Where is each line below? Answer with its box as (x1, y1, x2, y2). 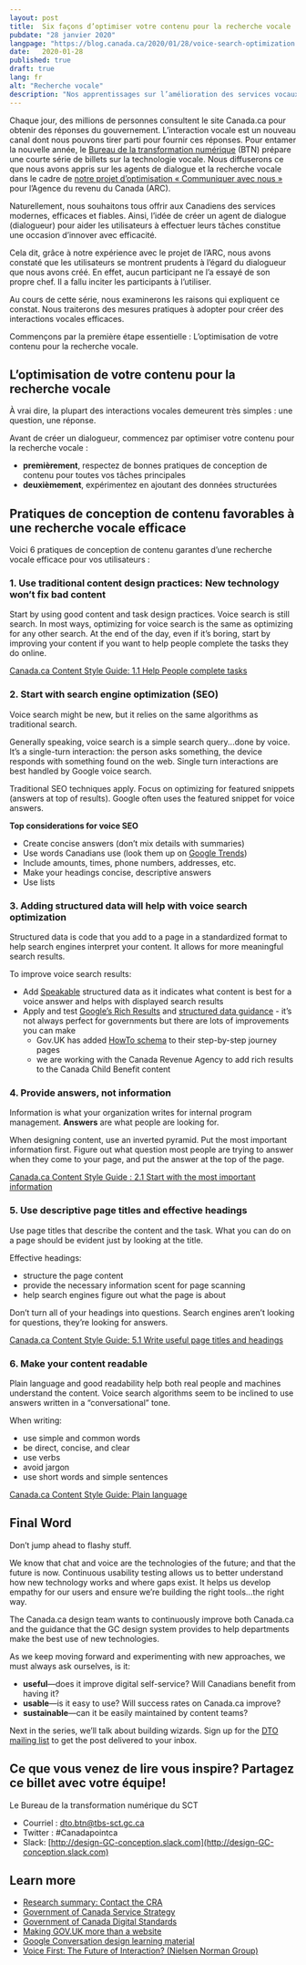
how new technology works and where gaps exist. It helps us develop (9, 1576, 271, 1587)
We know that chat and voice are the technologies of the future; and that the (9, 1557, 296, 1568)
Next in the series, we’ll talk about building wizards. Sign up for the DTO (9, 1725, 279, 1736)
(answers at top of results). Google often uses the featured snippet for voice (9, 793, 295, 804)
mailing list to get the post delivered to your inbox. (9, 1734, 198, 1745)
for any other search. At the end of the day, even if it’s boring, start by (9, 629, 271, 639)
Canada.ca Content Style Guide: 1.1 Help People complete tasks (9, 665, 248, 676)
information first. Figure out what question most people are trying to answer (9, 1144, 294, 1155)
